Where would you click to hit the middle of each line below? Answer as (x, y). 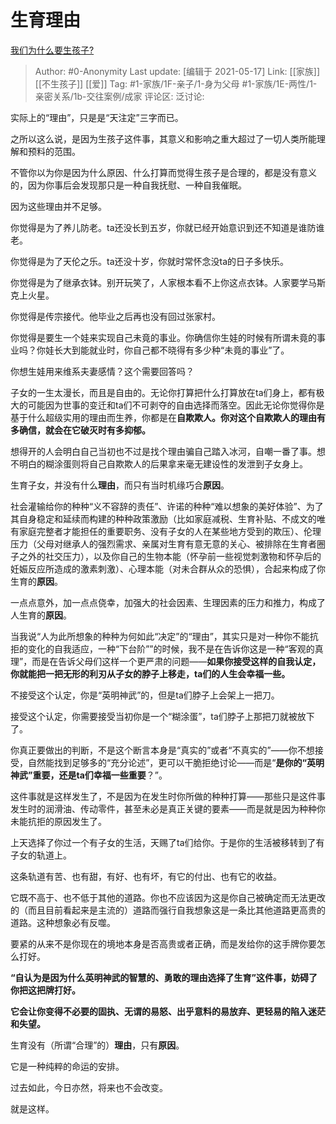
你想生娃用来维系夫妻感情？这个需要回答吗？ (102, 371)
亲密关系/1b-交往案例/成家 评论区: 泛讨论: (119, 96)
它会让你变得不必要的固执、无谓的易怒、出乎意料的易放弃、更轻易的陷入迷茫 (168, 1011)
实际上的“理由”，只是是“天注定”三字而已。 (97, 117)
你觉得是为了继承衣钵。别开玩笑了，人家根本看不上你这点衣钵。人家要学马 (163, 282)
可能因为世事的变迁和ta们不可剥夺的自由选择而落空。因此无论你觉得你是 (176, 405)
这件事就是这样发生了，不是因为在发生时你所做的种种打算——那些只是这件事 (168, 796)
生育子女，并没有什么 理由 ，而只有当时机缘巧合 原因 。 (120, 485)
